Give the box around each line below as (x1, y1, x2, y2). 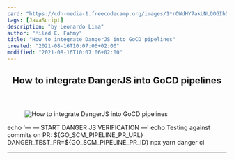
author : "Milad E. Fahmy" (7, 29, 82, 37)
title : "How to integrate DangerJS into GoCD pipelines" (7, 36, 176, 43)
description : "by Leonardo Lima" (7, 23, 104, 30)
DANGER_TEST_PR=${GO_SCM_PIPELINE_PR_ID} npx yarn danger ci (7, 138, 205, 147)
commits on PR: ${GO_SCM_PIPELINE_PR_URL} (7, 131, 143, 139)
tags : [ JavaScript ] (7, 17, 64, 24)
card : (7, 10, 23, 17)
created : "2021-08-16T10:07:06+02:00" (7, 42, 120, 49)
